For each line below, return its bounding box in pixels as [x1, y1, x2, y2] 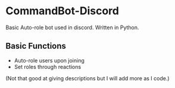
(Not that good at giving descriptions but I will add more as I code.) [5, 74, 170, 81]
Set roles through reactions [14, 63, 82, 70]
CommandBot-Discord [5, 4, 120, 18]
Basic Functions [5, 41, 67, 51]
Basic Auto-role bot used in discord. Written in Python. [5, 24, 139, 31]
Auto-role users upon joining [14, 56, 85, 64]
